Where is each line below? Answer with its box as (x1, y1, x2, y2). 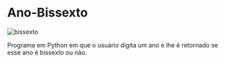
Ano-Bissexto (7, 5, 88, 21)
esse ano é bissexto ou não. (7, 48, 88, 56)
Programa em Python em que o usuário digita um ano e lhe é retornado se (7, 41, 218, 49)
